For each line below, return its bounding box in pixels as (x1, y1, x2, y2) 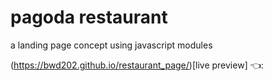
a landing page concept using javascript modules (10, 39, 213, 51)
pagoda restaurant (10, 6, 168, 29)
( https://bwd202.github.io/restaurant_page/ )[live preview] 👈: (10, 59, 264, 71)
